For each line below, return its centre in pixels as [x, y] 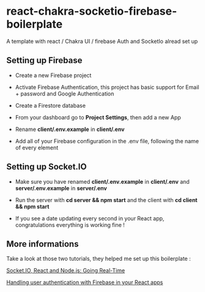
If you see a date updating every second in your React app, [90, 218]
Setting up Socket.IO [47, 167]
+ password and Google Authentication [65, 94]
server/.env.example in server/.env [61, 188]
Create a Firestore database [50, 105]
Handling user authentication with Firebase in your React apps [85, 282]
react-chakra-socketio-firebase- [92, 11]
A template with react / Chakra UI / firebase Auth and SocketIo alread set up [102, 41]
